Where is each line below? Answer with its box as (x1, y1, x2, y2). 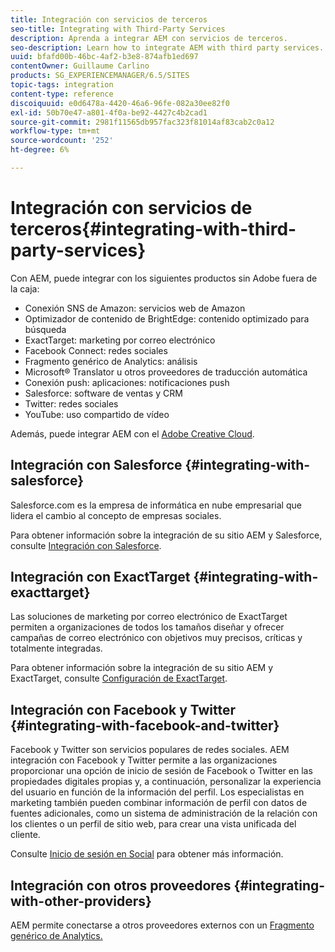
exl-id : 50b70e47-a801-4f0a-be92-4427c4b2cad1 (10, 107, 208, 118)
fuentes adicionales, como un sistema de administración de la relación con (10, 807, 318, 820)
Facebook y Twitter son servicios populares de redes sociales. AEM (10, 744, 290, 756)
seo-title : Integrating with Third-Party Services (10, 24, 226, 34)
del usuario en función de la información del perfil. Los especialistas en (10, 786, 305, 798)
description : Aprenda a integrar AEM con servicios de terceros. (10, 33, 288, 43)
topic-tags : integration (10, 80, 114, 90)
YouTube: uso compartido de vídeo (24, 408, 170, 420)
